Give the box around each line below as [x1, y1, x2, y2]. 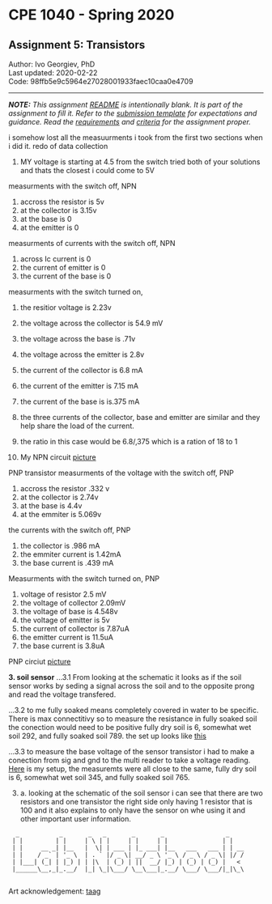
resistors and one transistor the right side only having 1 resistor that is [19, 797, 253, 806]
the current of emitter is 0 [19, 263, 106, 272]
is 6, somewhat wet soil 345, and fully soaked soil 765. [8, 773, 190, 782]
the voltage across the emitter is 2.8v [19, 350, 145, 359]
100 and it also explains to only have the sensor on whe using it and [19, 805, 245, 815]
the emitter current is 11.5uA [19, 633, 113, 642]
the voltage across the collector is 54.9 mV [19, 318, 164, 328]
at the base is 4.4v [19, 501, 83, 511]
